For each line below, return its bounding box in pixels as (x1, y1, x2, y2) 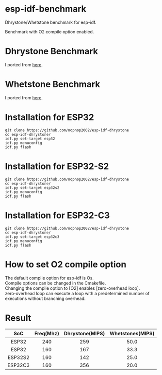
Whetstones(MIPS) (109, 330, 155, 337)
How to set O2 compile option (5, 259, 127, 270)
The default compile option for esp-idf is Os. (5, 275, 94, 281)
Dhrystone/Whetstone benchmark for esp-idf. (5, 19, 97, 25)
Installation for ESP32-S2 (5, 161, 109, 172)
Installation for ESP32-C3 (5, 210, 110, 221)
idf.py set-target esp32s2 (5, 185, 60, 190)
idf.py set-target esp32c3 (5, 234, 60, 239)
